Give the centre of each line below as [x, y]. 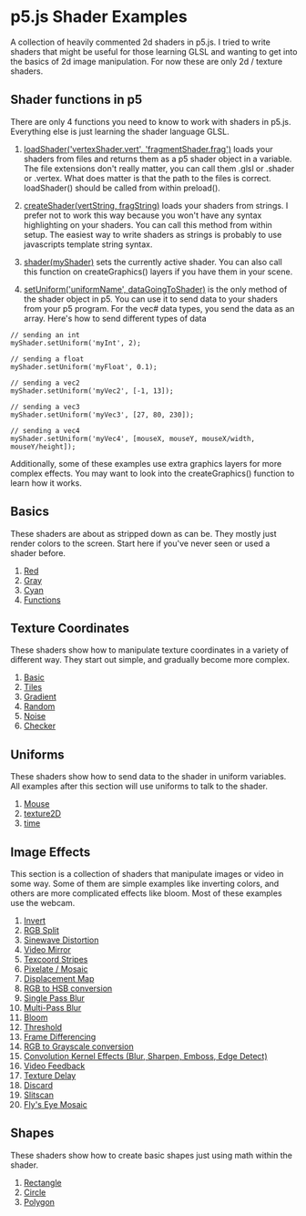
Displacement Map [59, 979]
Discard [38, 1085]
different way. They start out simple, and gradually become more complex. [150, 660]
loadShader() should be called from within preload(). [122, 188]
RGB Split [41, 930]
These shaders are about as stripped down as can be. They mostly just [143, 533]
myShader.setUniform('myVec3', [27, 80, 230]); [102, 415]
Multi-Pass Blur [52, 1008]
